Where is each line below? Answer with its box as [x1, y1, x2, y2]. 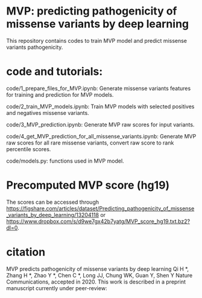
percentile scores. [6, 145, 51, 152]
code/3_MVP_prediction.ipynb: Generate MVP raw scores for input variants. [6, 121, 195, 128]
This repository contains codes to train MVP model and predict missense [6, 37, 188, 44]
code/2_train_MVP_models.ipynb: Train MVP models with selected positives [6, 103, 195, 110]
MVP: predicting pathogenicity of [6, 4, 177, 18]
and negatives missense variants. [6, 109, 89, 116]
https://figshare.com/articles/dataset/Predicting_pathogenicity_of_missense [6, 204, 195, 212]
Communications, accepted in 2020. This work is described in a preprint [6, 278, 186, 285]
